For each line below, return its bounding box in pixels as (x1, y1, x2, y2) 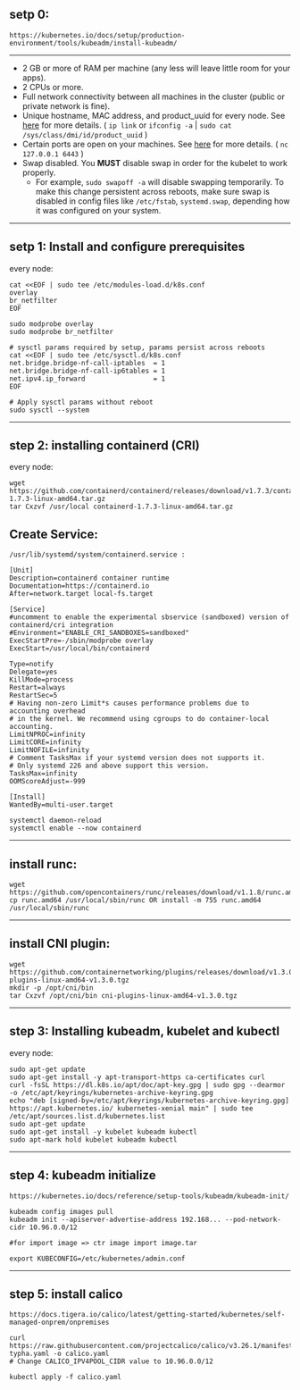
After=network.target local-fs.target (9, 590, 154, 599)
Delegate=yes (9, 667, 58, 677)
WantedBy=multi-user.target (9, 800, 114, 809)
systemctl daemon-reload (9, 816, 102, 825)
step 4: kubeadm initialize (9, 1168, 156, 1183)
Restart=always (9, 683, 66, 692)
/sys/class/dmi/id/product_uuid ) (21, 129, 148, 139)
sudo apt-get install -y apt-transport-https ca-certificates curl (9, 1072, 266, 1082)
